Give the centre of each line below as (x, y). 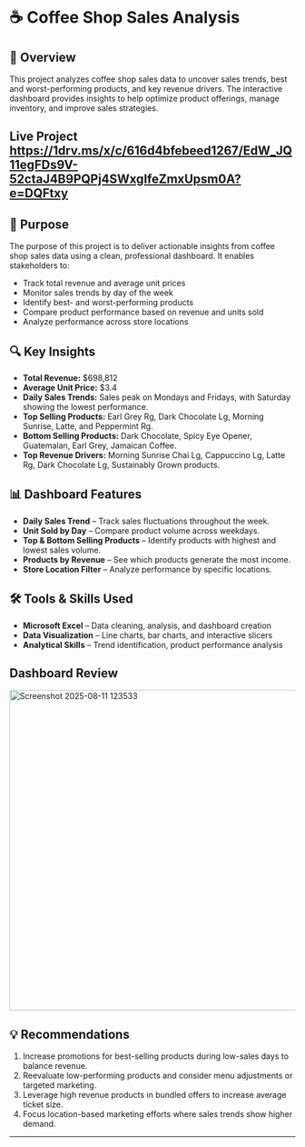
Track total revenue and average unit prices (104, 284)
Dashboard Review (64, 673)
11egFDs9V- (44, 165)
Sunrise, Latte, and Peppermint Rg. (88, 426)
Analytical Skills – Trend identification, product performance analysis (152, 644)
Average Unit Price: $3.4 (70, 388)
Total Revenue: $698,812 (70, 378)
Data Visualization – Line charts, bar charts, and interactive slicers (148, 635)
